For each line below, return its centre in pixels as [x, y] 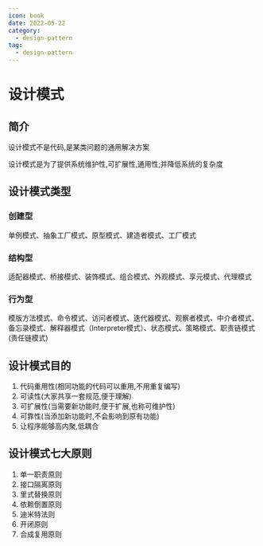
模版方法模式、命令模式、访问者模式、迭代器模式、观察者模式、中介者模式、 [133, 318]
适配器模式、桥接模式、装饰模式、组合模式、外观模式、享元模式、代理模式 [130, 277]
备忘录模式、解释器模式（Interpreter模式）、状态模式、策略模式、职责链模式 [132, 328]
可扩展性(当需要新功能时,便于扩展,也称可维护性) [98, 407]
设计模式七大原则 [50, 454]
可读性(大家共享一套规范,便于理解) [76, 396]
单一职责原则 [41, 474]
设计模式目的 [40, 365]
